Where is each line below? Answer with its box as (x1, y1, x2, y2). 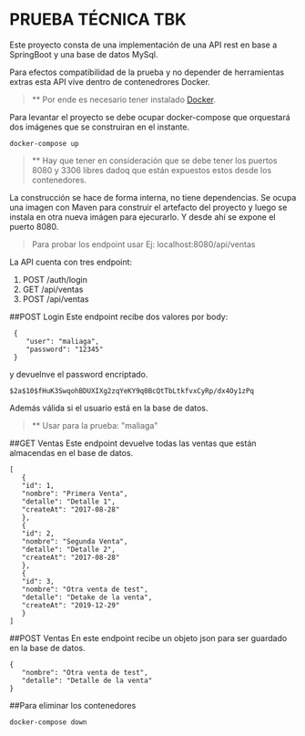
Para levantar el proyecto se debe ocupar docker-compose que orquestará (9, 111, 291, 122)
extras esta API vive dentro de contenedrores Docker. (9, 76, 211, 87)
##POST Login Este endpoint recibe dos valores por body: (9, 311, 229, 322)
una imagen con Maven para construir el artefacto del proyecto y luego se (9, 202, 288, 213)
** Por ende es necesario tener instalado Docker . (31, 94, 217, 105)
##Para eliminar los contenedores (9, 700, 137, 710)
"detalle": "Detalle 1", (21, 497, 117, 506)
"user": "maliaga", (25, 337, 100, 346)
